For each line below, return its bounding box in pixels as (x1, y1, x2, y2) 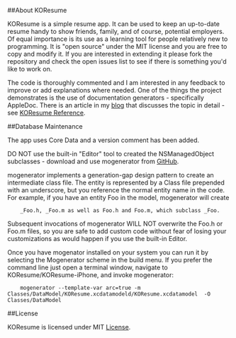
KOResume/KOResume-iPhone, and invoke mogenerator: (7, 271, 174, 279)
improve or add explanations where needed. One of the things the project (7, 86, 222, 94)
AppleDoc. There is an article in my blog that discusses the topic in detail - (7, 101, 225, 109)
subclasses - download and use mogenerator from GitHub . (7, 157, 179, 165)
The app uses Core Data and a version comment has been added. (7, 136, 200, 144)
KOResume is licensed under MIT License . (7, 323, 131, 331)
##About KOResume (7, 6, 67, 14)
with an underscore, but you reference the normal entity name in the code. (7, 186, 225, 194)
